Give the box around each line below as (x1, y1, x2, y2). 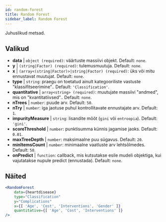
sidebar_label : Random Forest (5, 16, 68, 21)
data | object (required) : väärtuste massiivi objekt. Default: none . (12, 57, 147, 63)
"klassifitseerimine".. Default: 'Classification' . (12, 84, 110, 90)
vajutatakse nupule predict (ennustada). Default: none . (12, 158, 123, 164)
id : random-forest (5, 7, 43, 12)
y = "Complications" (14, 199, 52, 204)
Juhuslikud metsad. (5, 30, 46, 36)
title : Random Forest (5, 12, 50, 17)
